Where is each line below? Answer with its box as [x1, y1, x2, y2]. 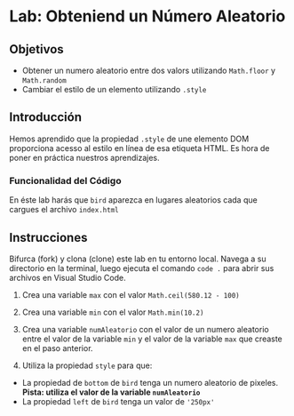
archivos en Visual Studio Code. [9, 272, 126, 283]
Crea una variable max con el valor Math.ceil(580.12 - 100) [21, 289, 240, 300]
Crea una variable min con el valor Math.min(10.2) [21, 307, 204, 317]
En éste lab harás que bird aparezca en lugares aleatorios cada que [9, 195, 258, 205]
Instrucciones [9, 229, 88, 245]
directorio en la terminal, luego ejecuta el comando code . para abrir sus [9, 262, 274, 273]
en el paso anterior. [21, 342, 93, 353]
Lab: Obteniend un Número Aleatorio [9, 6, 286, 27]
